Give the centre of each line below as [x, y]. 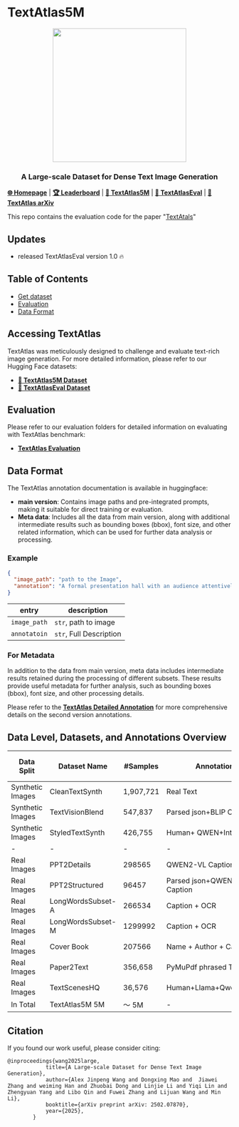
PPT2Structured [76, 885]
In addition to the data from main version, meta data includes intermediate [116, 671]
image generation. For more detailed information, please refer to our [107, 359]
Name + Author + [195, 947]
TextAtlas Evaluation [49, 448]
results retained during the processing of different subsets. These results [115, 679]
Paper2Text [69, 967]
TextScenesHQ [75, 988]
